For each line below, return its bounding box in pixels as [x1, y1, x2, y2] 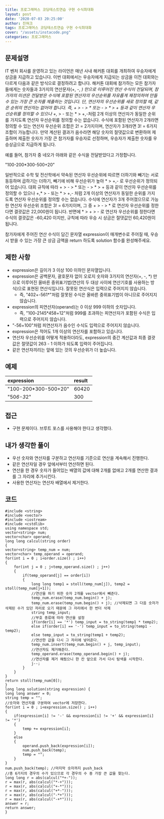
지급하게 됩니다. [26, 141, 56, 147]
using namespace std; [5, 526, 49, 531]
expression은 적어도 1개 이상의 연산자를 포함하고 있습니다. [12, 328, 123, 334]
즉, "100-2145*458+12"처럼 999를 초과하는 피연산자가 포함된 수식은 [19, 310, 150, 316]
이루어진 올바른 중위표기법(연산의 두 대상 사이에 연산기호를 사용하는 [21, 279, 150, 285]
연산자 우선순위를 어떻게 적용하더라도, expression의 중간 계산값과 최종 [12, 334, 146, 340]
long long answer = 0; [5, 691, 51, 696]
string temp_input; [31, 610, 71, 615]
